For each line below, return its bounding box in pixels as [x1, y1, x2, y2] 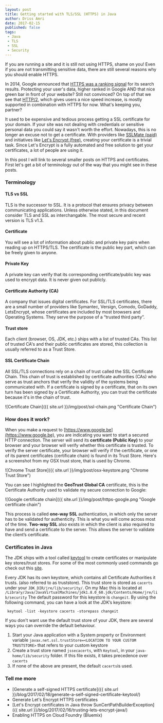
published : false [5, 25, 40, 30]
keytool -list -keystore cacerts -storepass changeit [7, 609, 119, 614]
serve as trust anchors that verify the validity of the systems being [5, 379, 138, 385]
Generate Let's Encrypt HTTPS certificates [12, 696, 98, 703]
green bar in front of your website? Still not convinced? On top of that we [5, 91, 151, 97]
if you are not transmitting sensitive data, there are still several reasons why [5, 66, 157, 72]
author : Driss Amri [5, 16, 45, 21]
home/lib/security [12, 653, 50, 659]
